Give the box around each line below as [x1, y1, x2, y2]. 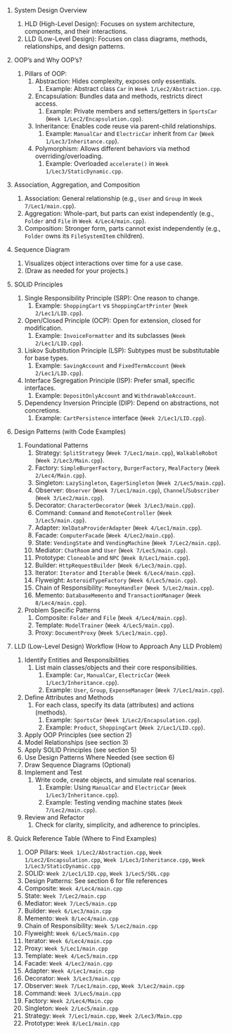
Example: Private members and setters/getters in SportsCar [45, 107, 218, 115]
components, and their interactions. [24, 28, 128, 35]
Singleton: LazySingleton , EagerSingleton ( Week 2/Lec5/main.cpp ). [34, 479, 226, 487]
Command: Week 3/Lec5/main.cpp [24, 989, 122, 997]
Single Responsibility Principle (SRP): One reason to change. [24, 294, 200, 302]
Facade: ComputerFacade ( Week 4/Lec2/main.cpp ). [34, 531, 176, 539]
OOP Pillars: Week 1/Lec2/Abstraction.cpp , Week [24, 848, 162, 856]
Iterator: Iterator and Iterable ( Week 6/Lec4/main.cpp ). [34, 568, 195, 577]
